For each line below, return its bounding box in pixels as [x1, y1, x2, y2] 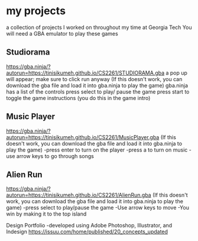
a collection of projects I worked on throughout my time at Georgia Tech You [6, 24, 192, 31]
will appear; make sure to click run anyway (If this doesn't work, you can [6, 75, 183, 82]
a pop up [165, 69, 188, 76]
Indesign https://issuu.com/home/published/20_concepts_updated [6, 228, 168, 235]
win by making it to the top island [6, 210, 87, 217]
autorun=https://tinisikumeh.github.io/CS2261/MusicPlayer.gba [6, 133, 160, 140]
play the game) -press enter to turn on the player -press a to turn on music [6, 146, 188, 153]
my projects [6, 4, 66, 18]
